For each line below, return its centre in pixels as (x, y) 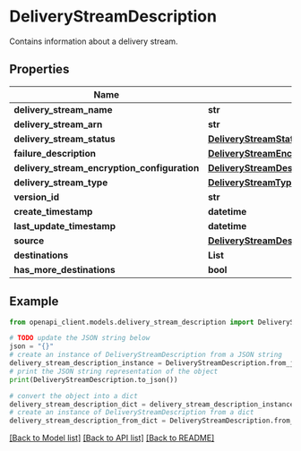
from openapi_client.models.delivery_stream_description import (132, 322)
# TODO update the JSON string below (80, 338)
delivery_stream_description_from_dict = (88, 421)
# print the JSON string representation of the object (114, 371)
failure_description (55, 153)
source (29, 241)
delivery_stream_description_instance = (86, 363)
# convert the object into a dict (74, 396)
